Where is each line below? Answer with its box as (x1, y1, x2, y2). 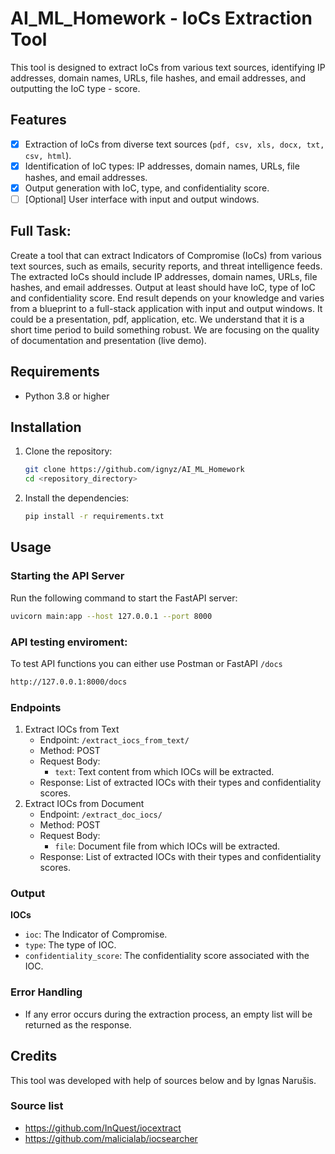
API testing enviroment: (10, 635, 128, 649)
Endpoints (10, 700, 62, 714)
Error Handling (10, 985, 83, 999)
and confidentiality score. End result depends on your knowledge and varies (10, 292, 325, 304)
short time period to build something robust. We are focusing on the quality (10, 323, 320, 336)
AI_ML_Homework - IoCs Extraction (10, 7, 313, 30)
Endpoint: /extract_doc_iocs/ (39, 808, 163, 821)
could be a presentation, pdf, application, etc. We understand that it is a (10, 313, 305, 325)
